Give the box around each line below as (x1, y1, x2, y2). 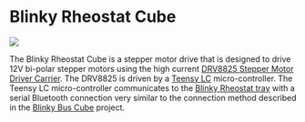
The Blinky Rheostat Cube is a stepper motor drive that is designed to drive (9, 53, 291, 65)
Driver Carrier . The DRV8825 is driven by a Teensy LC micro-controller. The (9, 73, 293, 84)
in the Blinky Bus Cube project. (9, 102, 126, 113)
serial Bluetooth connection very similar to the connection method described (9, 92, 297, 103)
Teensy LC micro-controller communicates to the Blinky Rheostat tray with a (9, 82, 296, 93)
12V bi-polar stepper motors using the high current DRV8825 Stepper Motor (9, 63, 294, 74)
